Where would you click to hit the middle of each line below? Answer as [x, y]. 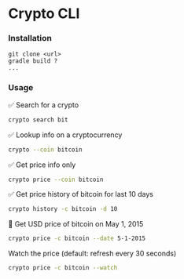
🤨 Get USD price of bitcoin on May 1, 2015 [76, 224]
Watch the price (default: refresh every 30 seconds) [92, 254]
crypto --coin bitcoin [45, 150]
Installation [30, 38]
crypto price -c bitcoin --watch [63, 268]
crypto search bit [38, 120]
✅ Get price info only [42, 165]
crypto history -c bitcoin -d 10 [63, 209]
